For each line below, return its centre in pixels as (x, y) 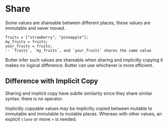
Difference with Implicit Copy (52, 81)
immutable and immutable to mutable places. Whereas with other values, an (83, 113)
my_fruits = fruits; (27, 42)
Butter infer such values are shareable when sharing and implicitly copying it (84, 60)
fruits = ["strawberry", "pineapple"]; (47, 37)
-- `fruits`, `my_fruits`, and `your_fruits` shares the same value (78, 50)
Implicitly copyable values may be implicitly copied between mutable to (79, 108)
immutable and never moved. (35, 28)
